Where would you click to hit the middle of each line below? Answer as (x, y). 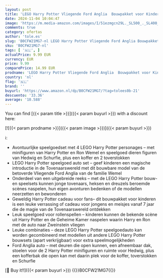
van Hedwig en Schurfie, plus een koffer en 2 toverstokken (71, 158)
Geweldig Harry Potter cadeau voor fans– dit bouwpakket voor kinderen (84, 199)
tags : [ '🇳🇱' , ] (23, 50)
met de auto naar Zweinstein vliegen (48, 225)
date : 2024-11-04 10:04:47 (32, 18)
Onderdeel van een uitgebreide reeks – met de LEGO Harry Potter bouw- (85, 179)
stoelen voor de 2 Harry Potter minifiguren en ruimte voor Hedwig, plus (83, 251)
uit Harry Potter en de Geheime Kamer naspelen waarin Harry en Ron (81, 220)
